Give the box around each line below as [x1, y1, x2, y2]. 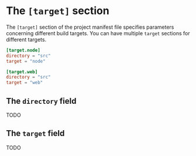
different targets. [6, 36, 47, 43]
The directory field [6, 96, 77, 106]
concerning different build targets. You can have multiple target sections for [6, 29, 190, 36]
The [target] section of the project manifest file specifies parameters [6, 23, 174, 30]
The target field [6, 128, 65, 138]
